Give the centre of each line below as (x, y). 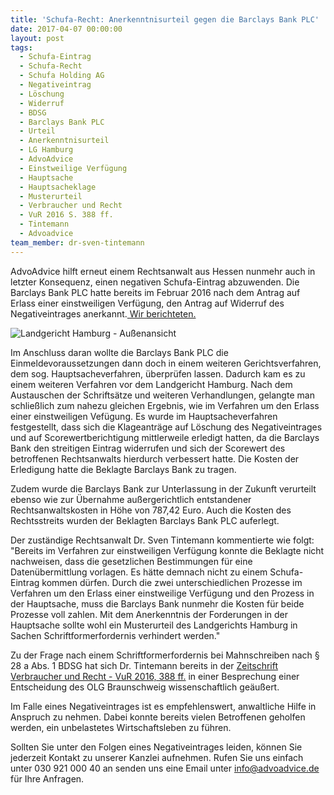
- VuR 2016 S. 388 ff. (66, 215)
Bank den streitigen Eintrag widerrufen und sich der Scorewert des (148, 448)
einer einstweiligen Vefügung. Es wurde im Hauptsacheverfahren (144, 416)
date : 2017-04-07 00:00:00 (66, 29)
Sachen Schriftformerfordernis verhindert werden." (115, 635)
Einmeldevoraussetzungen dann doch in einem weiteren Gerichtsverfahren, (166, 363)
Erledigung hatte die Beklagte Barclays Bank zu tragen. (123, 469)
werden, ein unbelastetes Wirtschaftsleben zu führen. (121, 727)
